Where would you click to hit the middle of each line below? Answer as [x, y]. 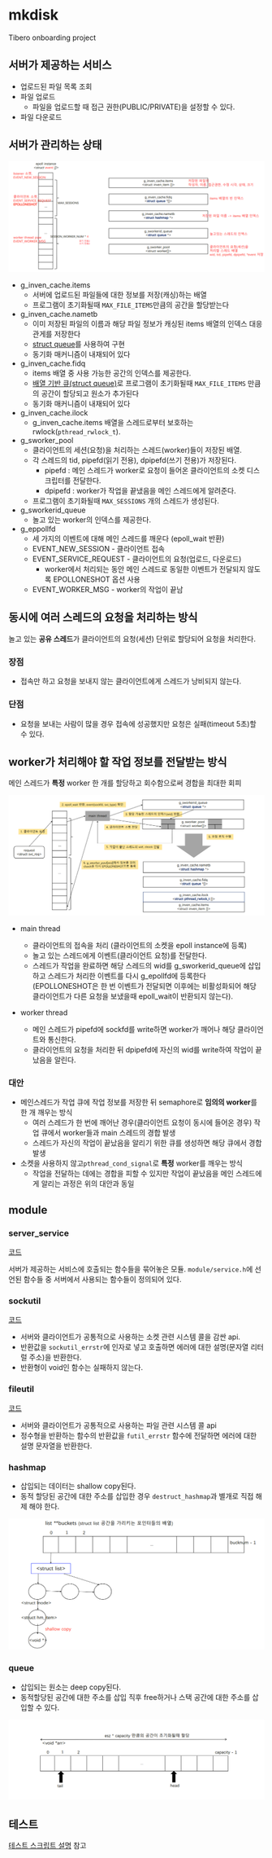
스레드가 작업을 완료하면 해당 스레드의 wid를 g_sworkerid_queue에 [139, 966]
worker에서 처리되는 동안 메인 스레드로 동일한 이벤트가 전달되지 [145, 569]
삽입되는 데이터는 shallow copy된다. [78, 1486]
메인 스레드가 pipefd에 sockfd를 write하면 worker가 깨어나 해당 [134, 1030]
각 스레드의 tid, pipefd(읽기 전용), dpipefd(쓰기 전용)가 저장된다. [134, 460]
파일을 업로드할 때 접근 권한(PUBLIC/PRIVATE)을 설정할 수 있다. [134, 107]
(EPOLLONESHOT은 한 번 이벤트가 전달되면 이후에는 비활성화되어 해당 [145, 986]
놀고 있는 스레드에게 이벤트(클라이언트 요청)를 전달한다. [119, 955]
